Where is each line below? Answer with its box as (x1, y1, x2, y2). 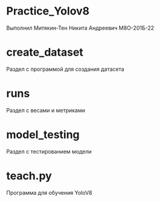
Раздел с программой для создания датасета (6, 65, 125, 73)
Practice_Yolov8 (6, 4, 90, 18)
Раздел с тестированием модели (6, 148, 92, 155)
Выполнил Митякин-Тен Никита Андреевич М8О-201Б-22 (6, 24, 155, 31)
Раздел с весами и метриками (6, 106, 86, 114)
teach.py (6, 169, 53, 183)
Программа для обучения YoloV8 (6, 189, 92, 196)
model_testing (6, 128, 80, 142)
